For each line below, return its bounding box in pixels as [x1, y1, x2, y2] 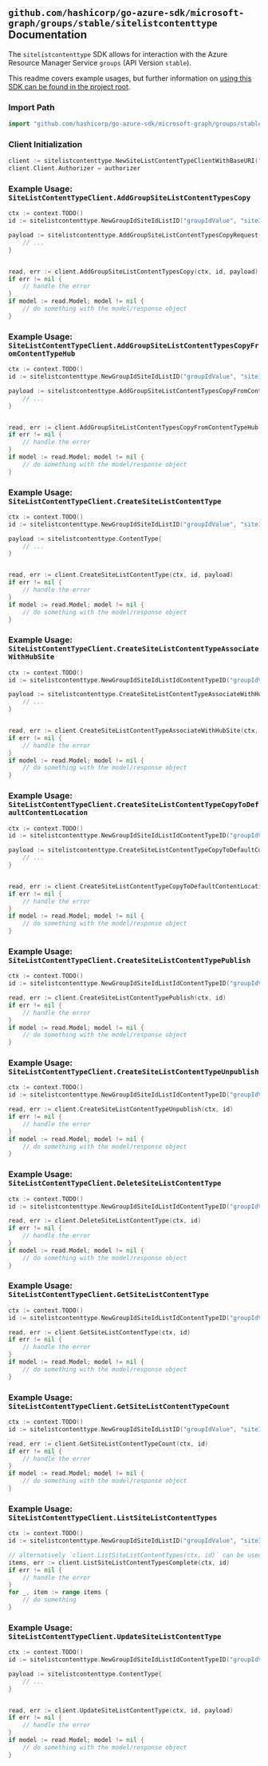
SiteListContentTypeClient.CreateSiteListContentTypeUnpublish [8, 1068, 259, 1076]
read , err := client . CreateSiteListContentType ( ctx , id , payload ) [8, 571, 234, 579]
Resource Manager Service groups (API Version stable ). [8, 58, 191, 67]
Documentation [8, 28, 88, 42]
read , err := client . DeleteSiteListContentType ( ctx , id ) [8, 1217, 202, 1225]
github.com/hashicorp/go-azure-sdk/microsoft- [8, 7, 245, 19]
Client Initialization [8, 138, 83, 149]
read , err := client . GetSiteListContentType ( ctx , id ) [8, 1328, 191, 1336]
